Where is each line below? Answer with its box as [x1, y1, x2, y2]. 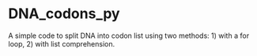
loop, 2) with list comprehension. [8, 39, 115, 48]
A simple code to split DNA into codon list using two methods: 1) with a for [8, 31, 250, 40]
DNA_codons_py [8, 5, 120, 23]
